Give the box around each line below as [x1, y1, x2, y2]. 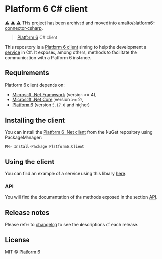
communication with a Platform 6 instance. [5, 54, 92, 60]
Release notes [5, 208, 50, 217]
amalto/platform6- [118, 20, 155, 26]
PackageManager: [5, 134, 42, 140]
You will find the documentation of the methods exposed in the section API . [5, 194, 158, 200]
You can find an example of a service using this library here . [5, 171, 127, 177]
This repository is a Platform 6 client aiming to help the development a [5, 44, 147, 50]
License [5, 235, 30, 244]
